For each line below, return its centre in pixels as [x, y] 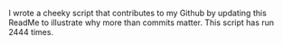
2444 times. [31, 32]
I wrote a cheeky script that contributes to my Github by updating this [138, 13]
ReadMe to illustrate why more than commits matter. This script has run [141, 22]
